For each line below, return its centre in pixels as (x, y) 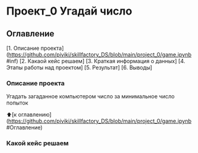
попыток (17, 103)
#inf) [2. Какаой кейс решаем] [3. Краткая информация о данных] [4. (96, 61)
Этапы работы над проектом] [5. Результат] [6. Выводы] (79, 67)
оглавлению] (35, 115)
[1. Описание (23, 48)
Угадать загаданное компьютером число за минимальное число (90, 97)
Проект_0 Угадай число (69, 11)
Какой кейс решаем (37, 143)
